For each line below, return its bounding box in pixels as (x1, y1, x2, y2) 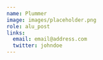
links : (6, 29, 26, 37)
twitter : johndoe (12, 42, 63, 49)
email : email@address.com (12, 36, 88, 43)
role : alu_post (6, 23, 50, 30)
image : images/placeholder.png (6, 17, 97, 23)
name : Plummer (6, 10, 48, 17)
